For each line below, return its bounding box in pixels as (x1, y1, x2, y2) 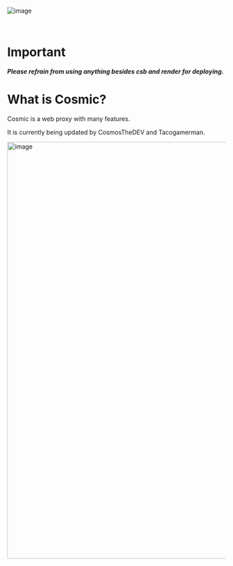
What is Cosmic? (7, 92, 107, 108)
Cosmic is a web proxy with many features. (7, 115, 130, 123)
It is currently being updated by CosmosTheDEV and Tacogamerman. (7, 128, 206, 136)
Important (7, 44, 66, 60)
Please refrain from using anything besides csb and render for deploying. (7, 67, 224, 76)
